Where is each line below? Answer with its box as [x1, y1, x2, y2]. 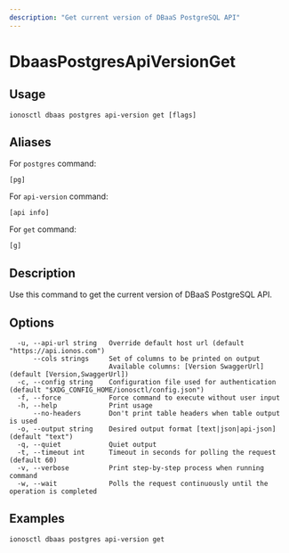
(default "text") [9, 433, 74, 442]
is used [9, 417, 38, 426]
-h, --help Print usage [17, 401, 153, 410]
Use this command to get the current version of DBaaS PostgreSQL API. [9, 289, 273, 300]
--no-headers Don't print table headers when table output [32, 409, 280, 418]
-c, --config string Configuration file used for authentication [17, 378, 277, 387]
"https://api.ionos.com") [9, 347, 105, 356]
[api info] [9, 209, 50, 218]
